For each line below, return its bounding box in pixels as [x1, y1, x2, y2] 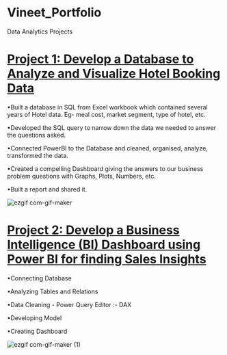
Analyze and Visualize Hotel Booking [7, 66, 221, 81]
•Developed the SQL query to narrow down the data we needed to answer [7, 123, 217, 131]
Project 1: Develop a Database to [7, 51, 194, 67]
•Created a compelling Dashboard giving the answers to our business [7, 164, 204, 172]
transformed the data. [7, 151, 68, 159]
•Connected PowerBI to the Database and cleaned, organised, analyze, [7, 144, 209, 152]
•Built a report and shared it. [7, 185, 88, 193]
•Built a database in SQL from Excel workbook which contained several [7, 103, 208, 111]
